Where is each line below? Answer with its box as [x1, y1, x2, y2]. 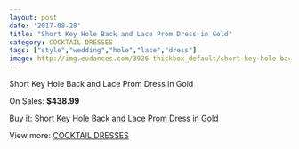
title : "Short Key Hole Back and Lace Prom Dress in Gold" [9, 29, 233, 38]
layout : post [9, 12, 58, 22]
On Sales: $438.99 [9, 96, 80, 106]
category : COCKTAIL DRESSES [9, 37, 114, 47]
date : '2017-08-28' [9, 21, 82, 30]
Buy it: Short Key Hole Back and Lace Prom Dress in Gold [9, 113, 219, 123]
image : [9, 54, 34, 63]
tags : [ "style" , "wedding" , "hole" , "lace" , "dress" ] [9, 46, 198, 55]
